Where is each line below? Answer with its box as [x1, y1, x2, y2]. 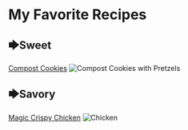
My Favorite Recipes [8, 6, 147, 24]
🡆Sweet [8, 38, 52, 52]
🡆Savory [8, 88, 56, 101]
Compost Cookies [8, 64, 68, 73]
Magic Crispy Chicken [8, 112, 82, 122]
